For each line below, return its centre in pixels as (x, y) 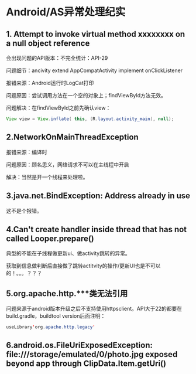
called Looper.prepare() (50, 238)
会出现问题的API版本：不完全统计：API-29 (57, 58)
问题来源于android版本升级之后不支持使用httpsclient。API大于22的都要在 (94, 309)
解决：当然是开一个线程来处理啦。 (47, 177)
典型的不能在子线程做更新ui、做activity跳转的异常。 (68, 253)
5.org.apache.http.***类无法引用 (67, 293)
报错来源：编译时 (27, 152)
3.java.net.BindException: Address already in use (98, 196)
